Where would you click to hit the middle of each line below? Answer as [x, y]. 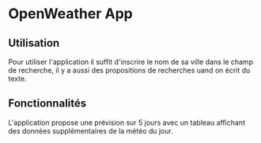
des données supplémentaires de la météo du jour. [91, 130]
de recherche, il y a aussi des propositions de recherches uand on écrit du [129, 70]
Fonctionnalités [47, 103]
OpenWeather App [70, 14]
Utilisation [34, 43]
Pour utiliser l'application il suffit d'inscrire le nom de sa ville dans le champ [131, 62]
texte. [17, 79]
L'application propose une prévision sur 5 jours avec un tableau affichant [127, 122]
